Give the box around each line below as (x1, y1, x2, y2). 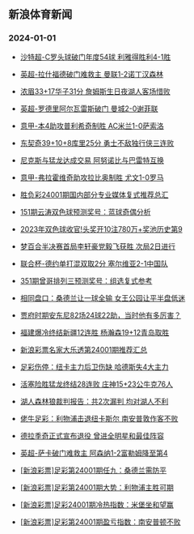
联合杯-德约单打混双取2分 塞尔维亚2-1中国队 (19, 258, 168, 268)
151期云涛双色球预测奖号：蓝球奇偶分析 (19, 207, 151, 216)
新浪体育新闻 (8, 7, 73, 22)
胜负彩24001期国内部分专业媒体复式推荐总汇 (19, 190, 169, 199)
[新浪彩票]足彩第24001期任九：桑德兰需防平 (19, 465, 167, 475)
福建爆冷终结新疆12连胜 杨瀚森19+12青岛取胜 (19, 327, 170, 337)
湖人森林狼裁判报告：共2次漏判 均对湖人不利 (19, 396, 169, 406)
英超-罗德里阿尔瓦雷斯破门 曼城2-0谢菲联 (19, 104, 158, 113)
